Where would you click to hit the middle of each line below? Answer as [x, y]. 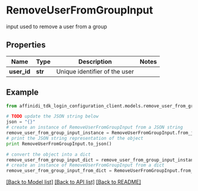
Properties [26, 45]
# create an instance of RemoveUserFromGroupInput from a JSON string [95, 128]
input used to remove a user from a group [57, 26]
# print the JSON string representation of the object [75, 138]
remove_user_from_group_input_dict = [52, 160]
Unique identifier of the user [95, 71]
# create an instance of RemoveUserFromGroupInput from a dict [85, 165]
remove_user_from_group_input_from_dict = [59, 171]
